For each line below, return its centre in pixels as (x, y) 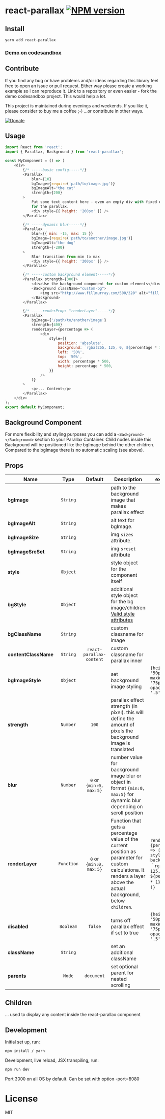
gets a (118, 827)
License (22, 1099)
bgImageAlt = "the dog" (54, 243)
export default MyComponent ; (35, 407)
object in (121, 782)
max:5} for (122, 794)
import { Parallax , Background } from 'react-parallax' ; (65, 152)
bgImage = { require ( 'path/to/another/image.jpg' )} (82, 238)
